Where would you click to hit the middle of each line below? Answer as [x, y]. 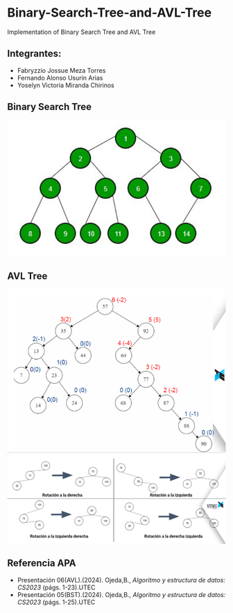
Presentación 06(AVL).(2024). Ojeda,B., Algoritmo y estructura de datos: [121, 580]
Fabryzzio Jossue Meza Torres [61, 70]
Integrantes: [34, 54]
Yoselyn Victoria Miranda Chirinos [66, 85]
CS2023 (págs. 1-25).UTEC [56, 602]
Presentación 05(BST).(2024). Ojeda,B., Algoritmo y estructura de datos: [121, 594]
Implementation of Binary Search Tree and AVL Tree [81, 32]
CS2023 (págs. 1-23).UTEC [56, 587]
